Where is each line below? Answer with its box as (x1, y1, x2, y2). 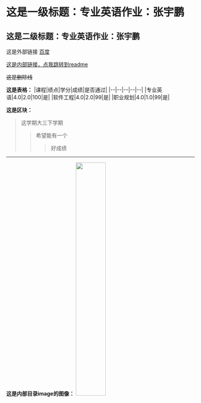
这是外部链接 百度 (6, 48, 50, 55)
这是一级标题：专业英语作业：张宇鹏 (6, 5, 185, 19)
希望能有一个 (35, 132, 68, 139)
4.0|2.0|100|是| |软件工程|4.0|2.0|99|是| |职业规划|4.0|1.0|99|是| (13, 94, 170, 100)
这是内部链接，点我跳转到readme (6, 61, 89, 68)
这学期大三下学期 (20, 119, 63, 126)
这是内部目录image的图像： (6, 390, 75, 397)
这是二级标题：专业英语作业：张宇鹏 (6, 31, 140, 41)
